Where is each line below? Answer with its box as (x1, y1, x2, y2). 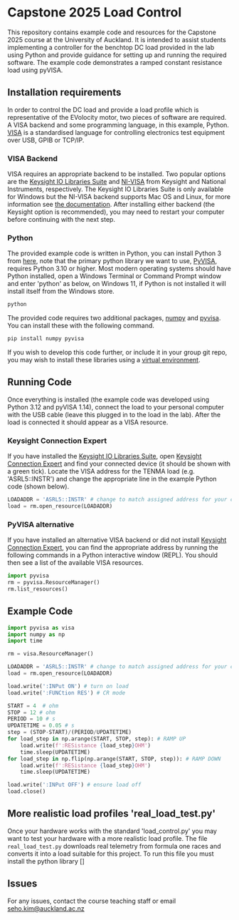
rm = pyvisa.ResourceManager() (7, 579, 100, 586)
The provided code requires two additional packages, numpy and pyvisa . (7, 314, 221, 322)
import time (7, 638, 43, 645)
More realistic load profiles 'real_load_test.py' (7, 807, 216, 820)
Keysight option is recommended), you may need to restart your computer (7, 208, 225, 216)
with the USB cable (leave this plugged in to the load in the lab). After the (7, 410, 221, 419)
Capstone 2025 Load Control (7, 4, 182, 21)
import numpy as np (7, 630, 65, 638)
